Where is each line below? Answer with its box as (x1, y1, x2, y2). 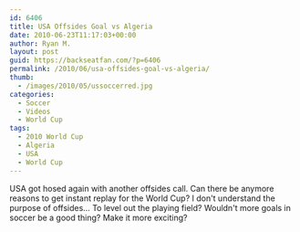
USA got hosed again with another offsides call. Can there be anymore (9, 183, 274, 194)
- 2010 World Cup (17, 132, 84, 142)
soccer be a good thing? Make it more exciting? (9, 212, 188, 223)
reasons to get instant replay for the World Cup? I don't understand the (9, 193, 275, 204)
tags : (9, 124, 30, 133)
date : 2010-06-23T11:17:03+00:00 (9, 30, 137, 39)
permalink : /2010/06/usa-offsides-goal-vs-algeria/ (9, 65, 210, 74)
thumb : (9, 73, 35, 82)
